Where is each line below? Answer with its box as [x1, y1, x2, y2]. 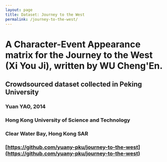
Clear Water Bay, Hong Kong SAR [5, 130, 89, 137]
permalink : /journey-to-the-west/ [5, 17, 78, 22]
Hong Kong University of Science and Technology [5, 117, 131, 124]
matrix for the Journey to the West [5, 49, 153, 61]
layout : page [5, 7, 33, 13]
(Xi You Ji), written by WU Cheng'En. [5, 60, 163, 71]
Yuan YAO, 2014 [5, 103, 46, 110]
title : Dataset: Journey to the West [5, 12, 85, 17]
